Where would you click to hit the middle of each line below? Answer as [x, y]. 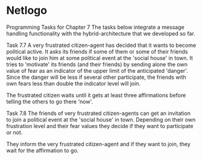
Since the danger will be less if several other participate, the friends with [96, 77]
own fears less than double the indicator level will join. [73, 83]
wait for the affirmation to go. [43, 150]
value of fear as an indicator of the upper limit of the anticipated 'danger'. [97, 70]
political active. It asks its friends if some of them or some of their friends [97, 51]
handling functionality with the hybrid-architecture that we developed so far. [101, 33]
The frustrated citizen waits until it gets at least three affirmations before [96, 95]
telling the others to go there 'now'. [50, 101]
